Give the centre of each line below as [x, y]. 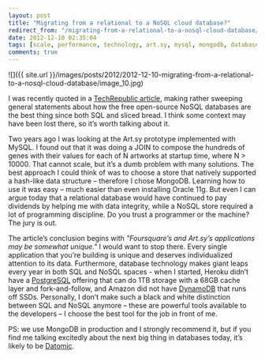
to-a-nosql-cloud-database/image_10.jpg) [76, 83]
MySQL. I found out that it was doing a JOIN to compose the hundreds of [127, 147]
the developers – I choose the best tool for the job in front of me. [113, 314]
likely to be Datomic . [41, 346]
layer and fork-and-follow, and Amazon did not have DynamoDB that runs [127, 288]
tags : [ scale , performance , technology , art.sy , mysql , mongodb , [118, 45]
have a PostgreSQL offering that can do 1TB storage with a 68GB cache [124, 280]
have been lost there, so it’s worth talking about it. [89, 124]
